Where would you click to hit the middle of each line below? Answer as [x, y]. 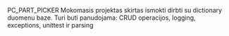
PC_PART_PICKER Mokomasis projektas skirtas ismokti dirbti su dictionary [115, 10]
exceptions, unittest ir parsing [50, 25]
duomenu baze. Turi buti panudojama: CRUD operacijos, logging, [101, 18]
